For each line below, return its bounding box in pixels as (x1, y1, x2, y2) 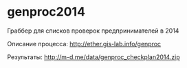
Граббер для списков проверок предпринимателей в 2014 (7, 27, 179, 35)
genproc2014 (7, 4, 86, 20)
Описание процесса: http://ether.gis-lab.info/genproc (7, 39, 162, 48)
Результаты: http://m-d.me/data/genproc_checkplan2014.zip (7, 52, 180, 61)
